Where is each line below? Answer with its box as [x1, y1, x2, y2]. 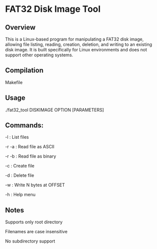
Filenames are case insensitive [5, 229, 68, 235]
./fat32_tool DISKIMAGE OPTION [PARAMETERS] [5, 107, 104, 113]
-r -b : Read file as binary [5, 153, 56, 159]
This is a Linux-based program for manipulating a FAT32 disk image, [5, 36, 144, 42]
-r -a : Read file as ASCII [5, 144, 54, 150]
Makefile [5, 79, 23, 85]
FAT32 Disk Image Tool [5, 3, 101, 15]
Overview [5, 23, 36, 32]
